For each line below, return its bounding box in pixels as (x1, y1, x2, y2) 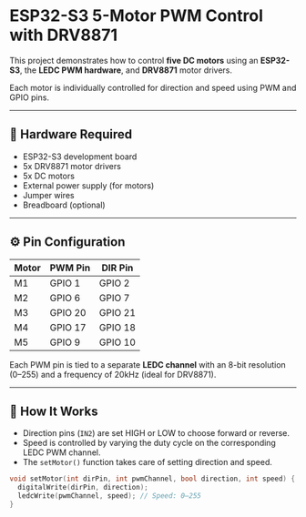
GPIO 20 (49, 306, 87, 319)
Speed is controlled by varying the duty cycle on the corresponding (22, 438, 276, 449)
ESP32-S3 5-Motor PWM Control (9, 5, 264, 26)
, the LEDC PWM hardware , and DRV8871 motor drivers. (19, 65, 233, 76)
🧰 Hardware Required (9, 127, 133, 142)
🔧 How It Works (9, 403, 98, 419)
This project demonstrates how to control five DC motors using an (9, 55, 259, 66)
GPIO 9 (49, 336, 81, 349)
